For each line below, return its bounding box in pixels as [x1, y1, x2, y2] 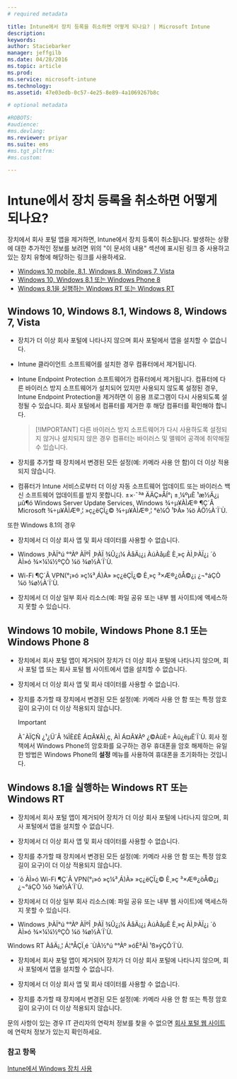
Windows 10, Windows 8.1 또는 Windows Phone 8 [17, 275, 161, 284]
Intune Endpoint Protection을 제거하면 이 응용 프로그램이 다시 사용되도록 [17, 393, 221, 400]
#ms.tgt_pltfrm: [7, 147, 55, 154]
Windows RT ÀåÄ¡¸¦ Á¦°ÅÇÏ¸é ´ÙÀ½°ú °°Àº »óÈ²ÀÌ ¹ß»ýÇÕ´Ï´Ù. [7, 941, 184, 950]
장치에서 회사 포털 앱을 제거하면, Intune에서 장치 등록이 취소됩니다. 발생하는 [7, 235, 216, 244]
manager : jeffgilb [7, 50, 62, 57]
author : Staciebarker [7, 43, 71, 50]
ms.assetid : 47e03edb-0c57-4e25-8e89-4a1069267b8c [7, 89, 160, 96]
